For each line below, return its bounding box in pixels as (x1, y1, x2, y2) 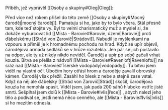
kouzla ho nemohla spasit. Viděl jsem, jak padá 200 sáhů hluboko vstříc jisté (5, 84, 163, 90)
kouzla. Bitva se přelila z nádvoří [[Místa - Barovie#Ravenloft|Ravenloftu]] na (5, 57, 163, 63)
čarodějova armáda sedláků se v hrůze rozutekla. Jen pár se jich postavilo (5, 47, 159, 52)
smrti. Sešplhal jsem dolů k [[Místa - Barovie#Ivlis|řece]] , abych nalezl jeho (5, 89, 161, 95)
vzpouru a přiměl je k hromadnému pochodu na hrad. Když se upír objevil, (5, 41, 159, 47)
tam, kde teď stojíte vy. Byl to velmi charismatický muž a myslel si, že (5, 25, 148, 31)
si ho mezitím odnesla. (5, 100, 52, 105)
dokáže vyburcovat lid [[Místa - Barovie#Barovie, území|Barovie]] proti (5, 31, 151, 36)
